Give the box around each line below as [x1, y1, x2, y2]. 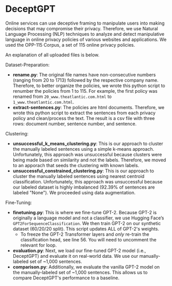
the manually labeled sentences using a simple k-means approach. [12, 146, 155, 152]
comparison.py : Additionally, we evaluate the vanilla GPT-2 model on [12, 263, 160, 270]
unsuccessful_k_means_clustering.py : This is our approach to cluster [12, 140, 163, 147]
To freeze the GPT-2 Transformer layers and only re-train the [20, 231, 149, 237]
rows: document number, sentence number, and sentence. [12, 120, 137, 127]
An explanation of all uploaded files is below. [5, 52, 100, 58]
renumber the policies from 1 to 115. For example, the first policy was [12, 88, 158, 94]
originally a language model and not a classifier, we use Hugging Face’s [12, 215, 164, 221]
